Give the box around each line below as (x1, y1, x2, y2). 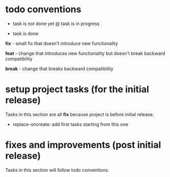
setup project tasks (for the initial (5, 83, 150, 95)
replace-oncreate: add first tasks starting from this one (12, 121, 129, 127)
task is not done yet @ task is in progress (12, 20, 100, 27)
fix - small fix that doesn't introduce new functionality (5, 40, 118, 47)
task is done (12, 30, 39, 36)
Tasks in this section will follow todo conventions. (5, 167, 109, 173)
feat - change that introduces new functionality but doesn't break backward (5, 50, 165, 56)
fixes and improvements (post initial (5, 139, 161, 151)
